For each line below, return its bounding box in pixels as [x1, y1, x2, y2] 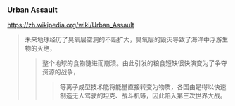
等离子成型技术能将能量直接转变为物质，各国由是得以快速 [59, 83, 227, 91]
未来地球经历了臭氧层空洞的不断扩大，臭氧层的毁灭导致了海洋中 [24, 35, 210, 44]
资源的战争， [42, 68, 80, 77]
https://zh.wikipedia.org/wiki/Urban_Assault [7, 21, 134, 29]
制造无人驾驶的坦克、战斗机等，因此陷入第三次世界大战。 [59, 91, 227, 100]
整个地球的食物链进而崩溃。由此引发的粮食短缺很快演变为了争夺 [42, 59, 227, 67]
